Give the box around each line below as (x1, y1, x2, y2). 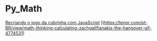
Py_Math (5, 3, 43, 14)
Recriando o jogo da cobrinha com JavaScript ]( (5, 19, 104, 25)
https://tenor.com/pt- (104, 19, 148, 25)
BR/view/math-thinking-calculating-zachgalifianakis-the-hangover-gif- (5, 24, 152, 30)
